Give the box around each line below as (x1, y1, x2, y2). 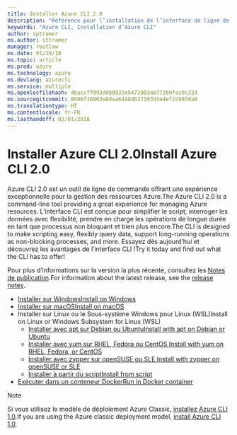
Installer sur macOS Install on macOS (17, 302, 125, 311)
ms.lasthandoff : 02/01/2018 (7, 115, 91, 122)
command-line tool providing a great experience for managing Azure (7, 199, 207, 208)
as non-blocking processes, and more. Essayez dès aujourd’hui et (7, 237, 200, 245)
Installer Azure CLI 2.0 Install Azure (7, 146, 217, 162)
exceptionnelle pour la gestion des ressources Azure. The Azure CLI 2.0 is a (7, 192, 227, 200)
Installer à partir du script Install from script (28, 369, 153, 378)
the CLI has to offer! (7, 252, 66, 260)
